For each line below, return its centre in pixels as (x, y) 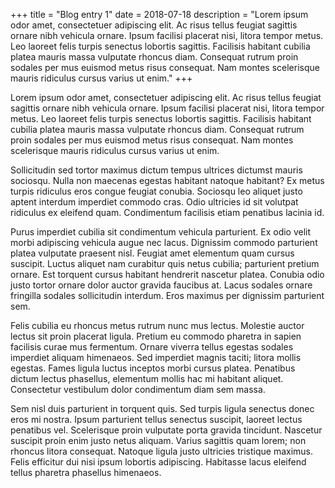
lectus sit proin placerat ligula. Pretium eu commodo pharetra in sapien (156, 336)
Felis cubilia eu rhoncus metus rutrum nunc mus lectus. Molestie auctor (157, 325)
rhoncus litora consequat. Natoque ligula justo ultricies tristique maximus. (162, 451)
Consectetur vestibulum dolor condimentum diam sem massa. (138, 389)
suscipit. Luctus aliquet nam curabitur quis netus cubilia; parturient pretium (165, 263)
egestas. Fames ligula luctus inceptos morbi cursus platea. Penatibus (153, 368)
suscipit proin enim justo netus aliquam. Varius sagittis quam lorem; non (158, 440)
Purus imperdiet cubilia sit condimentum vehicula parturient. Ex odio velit (161, 232)
